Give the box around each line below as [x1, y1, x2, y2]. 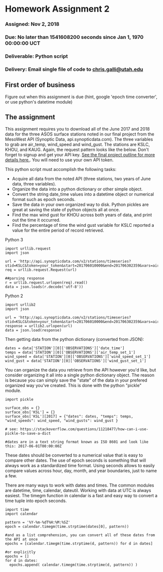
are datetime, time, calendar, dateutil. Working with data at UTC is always [5, 487, 151, 493]
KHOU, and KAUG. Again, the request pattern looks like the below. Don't [5, 147, 149, 152]
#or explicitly [5, 550, 36, 555]
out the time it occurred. [12, 217, 61, 223]
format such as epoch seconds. [12, 196, 76, 202]
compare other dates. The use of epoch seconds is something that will [5, 457, 147, 463]
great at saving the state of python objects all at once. [12, 206, 120, 212]
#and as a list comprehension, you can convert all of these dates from [5, 533, 155, 538]
